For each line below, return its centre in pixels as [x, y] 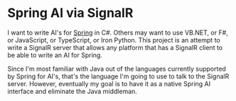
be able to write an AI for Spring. [55, 55]
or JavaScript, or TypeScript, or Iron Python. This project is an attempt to [114, 40]
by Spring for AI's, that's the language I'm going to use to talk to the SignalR [118, 76]
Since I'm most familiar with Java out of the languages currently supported [117, 69]
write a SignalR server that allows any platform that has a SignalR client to [115, 47]
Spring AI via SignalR [70, 13]
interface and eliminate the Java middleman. [72, 91]
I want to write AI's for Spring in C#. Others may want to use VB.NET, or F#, [118, 32]
